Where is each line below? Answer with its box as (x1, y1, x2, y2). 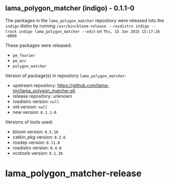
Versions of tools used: (5, 118, 53, 125)
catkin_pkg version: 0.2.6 (12, 134, 66, 140)
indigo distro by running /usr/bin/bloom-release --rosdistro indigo (5, 23, 150, 29)
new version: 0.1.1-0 (12, 109, 57, 115)
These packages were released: (5, 42, 72, 48)
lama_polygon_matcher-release (5, 168, 142, 179)
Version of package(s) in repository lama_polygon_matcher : (5, 73, 127, 79)
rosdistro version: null (12, 98, 60, 104)
